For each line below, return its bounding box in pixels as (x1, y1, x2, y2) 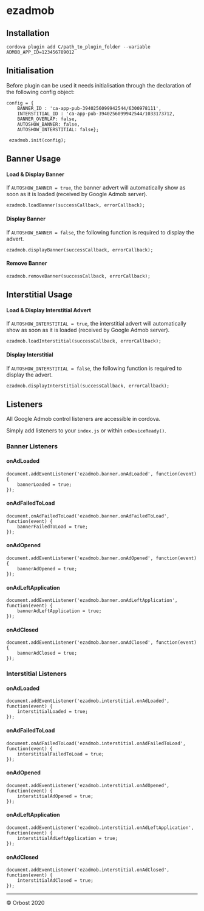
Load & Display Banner (6, 171, 65, 178)
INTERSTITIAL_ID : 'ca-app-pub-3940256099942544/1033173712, (17, 111, 175, 117)
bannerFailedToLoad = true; (17, 524, 88, 530)
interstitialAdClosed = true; (17, 878, 94, 884)
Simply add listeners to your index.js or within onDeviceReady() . (6, 427, 167, 434)
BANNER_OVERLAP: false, (17, 116, 78, 122)
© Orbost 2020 (6, 899, 45, 907)
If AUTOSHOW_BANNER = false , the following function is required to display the (6, 228, 194, 236)
